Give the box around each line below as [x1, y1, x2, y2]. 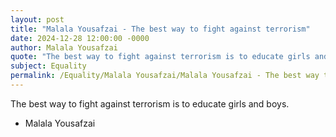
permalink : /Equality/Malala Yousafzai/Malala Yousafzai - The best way [10, 71, 320, 81]
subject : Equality [10, 61, 87, 71]
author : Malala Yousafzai [10, 42, 118, 53]
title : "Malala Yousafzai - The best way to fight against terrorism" [10, 24, 311, 34]
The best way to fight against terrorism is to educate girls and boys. [10, 97, 290, 110]
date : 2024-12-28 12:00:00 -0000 [10, 33, 150, 43]
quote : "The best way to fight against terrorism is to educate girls [10, 52, 311, 62]
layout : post [10, 14, 65, 25]
